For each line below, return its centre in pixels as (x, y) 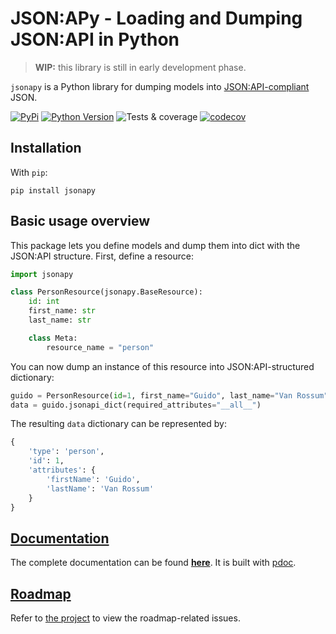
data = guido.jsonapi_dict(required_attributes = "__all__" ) (136, 405)
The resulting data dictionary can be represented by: (118, 424)
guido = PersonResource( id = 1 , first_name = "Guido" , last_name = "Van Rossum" (169, 395)
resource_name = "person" (100, 347)
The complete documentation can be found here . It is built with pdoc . (153, 563)
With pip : (29, 172)
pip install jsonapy (53, 190)
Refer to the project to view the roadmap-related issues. (125, 618)
